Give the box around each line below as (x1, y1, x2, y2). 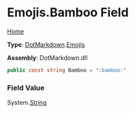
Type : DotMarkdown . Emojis (7, 40, 85, 48)
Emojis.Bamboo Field (7, 5, 129, 20)
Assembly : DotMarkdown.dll (7, 53, 88, 62)
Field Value (7, 83, 45, 93)
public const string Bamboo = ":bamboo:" (7, 67, 127, 74)
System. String (7, 99, 47, 107)
